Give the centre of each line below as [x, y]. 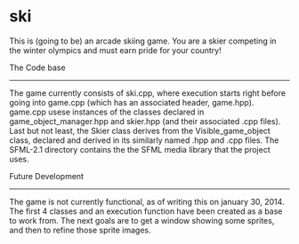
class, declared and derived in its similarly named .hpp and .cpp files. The [144, 140]
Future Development [47, 176]
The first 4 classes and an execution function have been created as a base [146, 211]
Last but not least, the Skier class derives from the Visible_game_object [140, 130]
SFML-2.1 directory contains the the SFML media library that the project [140, 149]
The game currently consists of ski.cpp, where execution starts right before [148, 93]
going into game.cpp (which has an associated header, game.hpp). [132, 102]
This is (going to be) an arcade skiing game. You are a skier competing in [143, 41]
